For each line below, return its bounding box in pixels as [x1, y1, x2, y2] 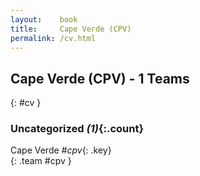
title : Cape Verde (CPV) [10, 24, 132, 34]
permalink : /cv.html [10, 33, 97, 43]
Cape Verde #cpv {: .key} [10, 144, 112, 156]
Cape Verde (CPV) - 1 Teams [10, 70, 190, 87]
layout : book [10, 14, 78, 25]
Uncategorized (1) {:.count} [10, 122, 145, 136]
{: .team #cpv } [10, 155, 72, 167]
